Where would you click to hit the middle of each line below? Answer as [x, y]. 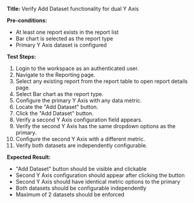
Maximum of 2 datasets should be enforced [70, 195]
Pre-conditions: [27, 20]
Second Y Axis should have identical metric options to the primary [98, 182]
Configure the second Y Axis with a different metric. [80, 139]
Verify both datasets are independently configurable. [81, 145]
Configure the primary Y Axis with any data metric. [79, 100]
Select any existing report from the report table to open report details [102, 81]
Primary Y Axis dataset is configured [61, 45]
